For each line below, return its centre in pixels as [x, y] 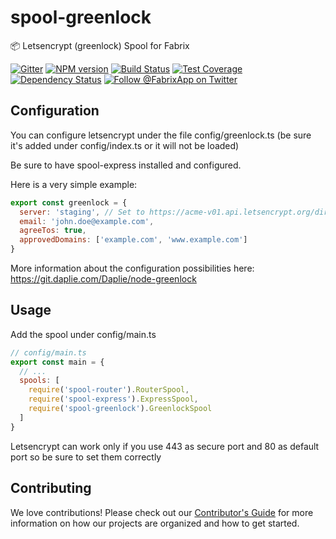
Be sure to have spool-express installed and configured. [126, 165]
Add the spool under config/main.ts [83, 334]
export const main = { [57, 362]
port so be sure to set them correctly [86, 457]
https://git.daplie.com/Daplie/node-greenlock [103, 279]
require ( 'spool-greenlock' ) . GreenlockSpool [120, 409]
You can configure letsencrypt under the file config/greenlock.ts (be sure [161, 135]
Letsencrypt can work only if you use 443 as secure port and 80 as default [165, 446]
